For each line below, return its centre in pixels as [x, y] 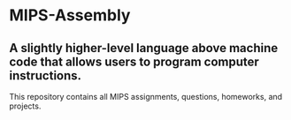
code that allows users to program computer [134, 61]
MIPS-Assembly [70, 15]
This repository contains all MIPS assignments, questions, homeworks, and [146, 97]
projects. [25, 106]
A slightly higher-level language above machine [144, 48]
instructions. [46, 75]
